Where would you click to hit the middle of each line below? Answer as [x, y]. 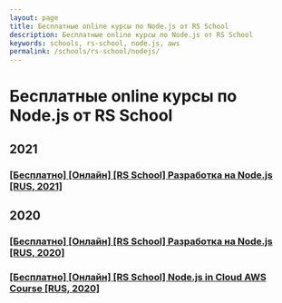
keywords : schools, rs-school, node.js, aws [95, 43]
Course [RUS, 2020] [55, 288]
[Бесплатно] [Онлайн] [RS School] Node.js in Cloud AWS [138, 277]
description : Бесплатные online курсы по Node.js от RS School [131, 34]
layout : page [34, 18]
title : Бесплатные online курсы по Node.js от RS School [119, 26]
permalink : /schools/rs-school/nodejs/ [85, 52]
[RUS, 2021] [36, 186]
